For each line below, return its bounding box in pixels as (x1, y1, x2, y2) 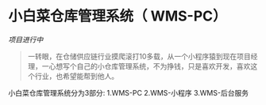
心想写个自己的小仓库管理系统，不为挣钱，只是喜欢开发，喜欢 (48, 61, 251, 71)
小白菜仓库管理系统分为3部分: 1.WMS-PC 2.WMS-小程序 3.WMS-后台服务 (8, 88, 249, 97)
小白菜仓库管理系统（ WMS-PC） (8, 7, 228, 25)
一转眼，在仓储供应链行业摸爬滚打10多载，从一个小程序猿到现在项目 (27, 51, 252, 61)
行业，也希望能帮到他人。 (34, 71, 119, 81)
